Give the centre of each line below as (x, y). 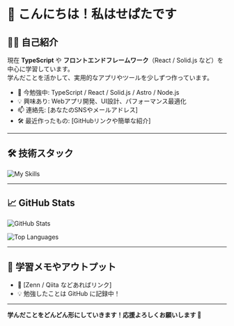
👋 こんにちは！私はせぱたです (92, 14)
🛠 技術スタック (40, 154)
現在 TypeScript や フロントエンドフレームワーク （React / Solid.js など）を (116, 60)
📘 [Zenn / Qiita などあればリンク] (64, 285)
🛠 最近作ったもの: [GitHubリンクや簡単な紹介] (84, 121)
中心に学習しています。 (41, 69)
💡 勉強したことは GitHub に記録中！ (69, 294)
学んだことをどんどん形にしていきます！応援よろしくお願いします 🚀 (104, 315)
